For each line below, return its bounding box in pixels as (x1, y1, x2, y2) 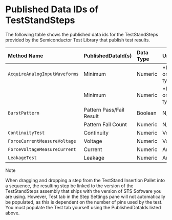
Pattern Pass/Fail (83, 106, 124, 113)
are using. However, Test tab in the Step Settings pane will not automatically (5, 193, 165, 200)
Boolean (136, 109, 157, 116)
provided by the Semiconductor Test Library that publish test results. (5, 37, 150, 43)
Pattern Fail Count (83, 121, 127, 128)
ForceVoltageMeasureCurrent (8, 146, 76, 152)
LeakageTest (8, 155, 37, 161)
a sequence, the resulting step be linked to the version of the (5, 183, 134, 189)
